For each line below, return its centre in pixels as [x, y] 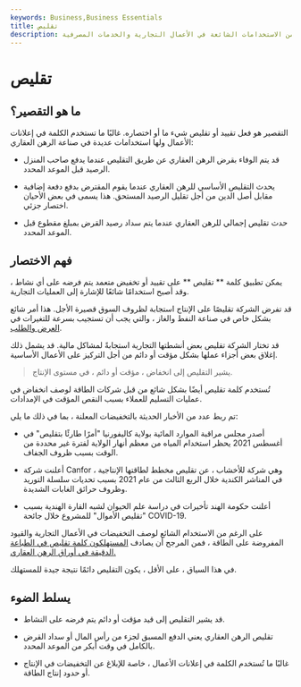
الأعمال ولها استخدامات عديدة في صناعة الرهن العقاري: [102, 142]
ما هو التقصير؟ [46, 111]
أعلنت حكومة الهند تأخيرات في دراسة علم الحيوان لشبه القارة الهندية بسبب [147, 506]
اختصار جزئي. [46, 206]
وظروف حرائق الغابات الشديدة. [75, 489]
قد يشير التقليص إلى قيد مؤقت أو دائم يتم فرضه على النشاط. [124, 619]
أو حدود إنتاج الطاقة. [56, 673]
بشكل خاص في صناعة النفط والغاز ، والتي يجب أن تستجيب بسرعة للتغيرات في [141, 318]
